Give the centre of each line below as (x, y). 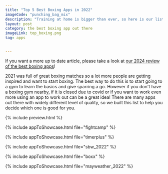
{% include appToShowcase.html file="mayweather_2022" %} (69, 166)
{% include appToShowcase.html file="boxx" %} (55, 156)
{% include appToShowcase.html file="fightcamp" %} (60, 127)
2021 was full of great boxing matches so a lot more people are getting (78, 76)
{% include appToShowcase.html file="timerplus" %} (60, 137)
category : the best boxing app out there (49, 29)
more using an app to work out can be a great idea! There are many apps (80, 97)
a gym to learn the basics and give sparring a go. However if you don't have (83, 86)
